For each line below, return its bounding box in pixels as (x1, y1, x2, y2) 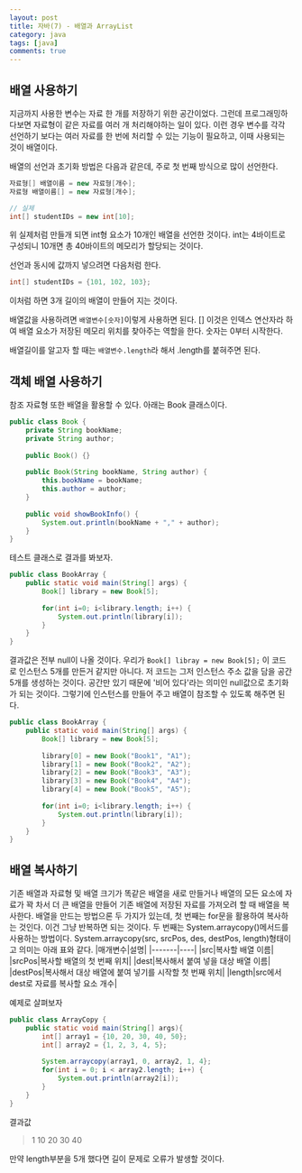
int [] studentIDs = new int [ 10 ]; (9, 212, 135, 221)
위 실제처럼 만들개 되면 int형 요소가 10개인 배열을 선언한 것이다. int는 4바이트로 (9, 229, 286, 240)
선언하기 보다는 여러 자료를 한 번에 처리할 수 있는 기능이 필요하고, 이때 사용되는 (9, 130, 286, 141)
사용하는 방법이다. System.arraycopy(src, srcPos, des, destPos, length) (9, 933, 270, 944)
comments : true (9, 47, 67, 56)
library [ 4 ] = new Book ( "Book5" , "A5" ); (41, 785, 192, 794)
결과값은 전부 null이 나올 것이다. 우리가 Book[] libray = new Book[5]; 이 (9, 655, 270, 665)
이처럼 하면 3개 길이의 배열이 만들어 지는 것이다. (9, 295, 178, 307)
